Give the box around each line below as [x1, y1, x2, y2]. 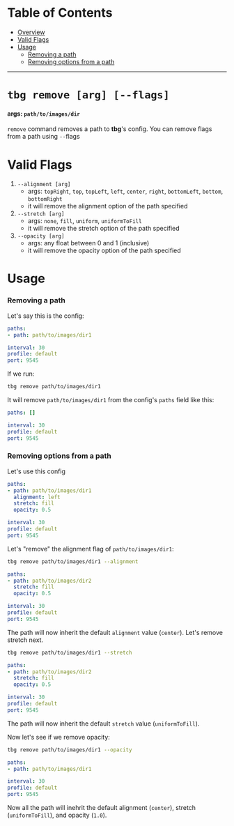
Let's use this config [7, 467, 66, 475]
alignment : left [13, 494, 61, 500]
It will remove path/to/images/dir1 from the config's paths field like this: [7, 396, 214, 404]
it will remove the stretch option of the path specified [27, 224, 180, 233]
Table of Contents [7, 5, 113, 21]
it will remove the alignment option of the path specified [27, 202, 188, 211]
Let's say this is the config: [7, 312, 85, 320]
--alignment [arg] [17, 181, 71, 188]
